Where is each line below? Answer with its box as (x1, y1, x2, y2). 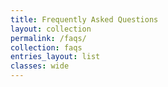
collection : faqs (10, 42, 83, 53)
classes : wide (10, 61, 70, 71)
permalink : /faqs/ (10, 33, 87, 43)
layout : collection (10, 24, 92, 34)
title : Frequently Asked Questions (10, 14, 159, 25)
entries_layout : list (10, 52, 101, 62)
